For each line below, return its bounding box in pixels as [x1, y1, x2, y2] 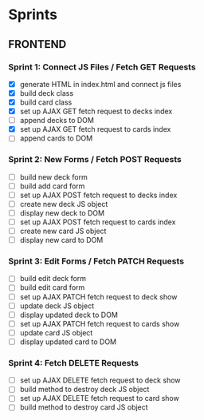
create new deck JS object [19, 199, 108, 208]
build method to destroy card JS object [19, 402, 149, 412]
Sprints [8, 6, 58, 24]
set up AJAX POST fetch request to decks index [19, 190, 178, 200]
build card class [19, 97, 73, 107]
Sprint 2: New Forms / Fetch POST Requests [8, 154, 182, 165]
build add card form [19, 181, 85, 191]
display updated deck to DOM [19, 310, 118, 319]
